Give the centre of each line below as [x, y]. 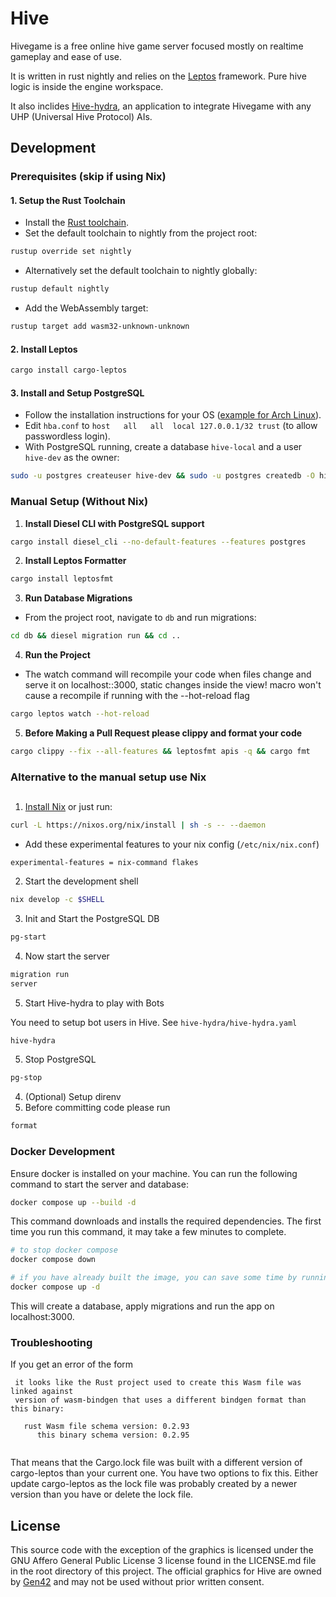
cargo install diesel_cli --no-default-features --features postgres [158, 542]
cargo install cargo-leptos [69, 370]
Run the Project [57, 655]
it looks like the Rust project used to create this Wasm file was [158, 1383]
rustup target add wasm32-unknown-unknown [100, 327]
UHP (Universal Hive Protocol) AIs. [81, 116]
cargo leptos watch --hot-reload [80, 714]
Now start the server [67, 956]
